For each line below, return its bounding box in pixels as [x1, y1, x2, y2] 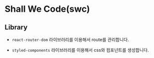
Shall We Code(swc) [4, 3, 90, 15]
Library [4, 23, 28, 31]
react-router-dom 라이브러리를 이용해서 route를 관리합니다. [11, 37, 129, 42]
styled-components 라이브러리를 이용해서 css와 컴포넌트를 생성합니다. [11, 47, 149, 53]
